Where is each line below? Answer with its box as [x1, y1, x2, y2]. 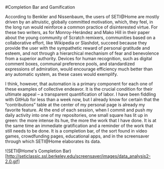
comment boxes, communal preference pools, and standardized [5, 61, 135, 67]
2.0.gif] [5, 159, 20, 164]
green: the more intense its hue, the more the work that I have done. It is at [5, 118, 157, 123]
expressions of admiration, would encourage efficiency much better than [5, 66, 153, 72]
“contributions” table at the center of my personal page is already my [5, 102, 145, 107]
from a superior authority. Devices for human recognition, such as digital [5, 56, 153, 61]
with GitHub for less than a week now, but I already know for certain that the [5, 97, 160, 102]
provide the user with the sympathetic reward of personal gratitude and [5, 45, 150, 51]
